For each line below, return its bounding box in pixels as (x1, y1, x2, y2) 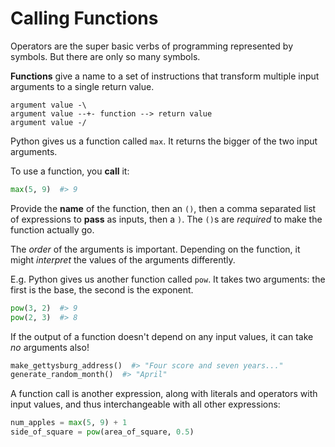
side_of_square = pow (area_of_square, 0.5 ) (10, 427, 195, 437)
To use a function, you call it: (10, 165, 130, 177)
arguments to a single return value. (10, 80, 155, 92)
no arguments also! (10, 341, 90, 353)
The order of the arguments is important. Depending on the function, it (10, 243, 301, 255)
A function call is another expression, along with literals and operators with (10, 388, 318, 400)
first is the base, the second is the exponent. (10, 283, 194, 296)
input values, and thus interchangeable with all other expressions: (10, 398, 281, 411)
